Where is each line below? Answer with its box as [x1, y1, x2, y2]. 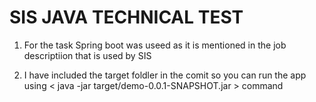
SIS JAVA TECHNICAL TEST [9, 6, 244, 29]
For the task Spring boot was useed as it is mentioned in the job [23, 39, 287, 51]
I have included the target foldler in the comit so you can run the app [23, 69, 307, 81]
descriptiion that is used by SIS [23, 49, 152, 61]
